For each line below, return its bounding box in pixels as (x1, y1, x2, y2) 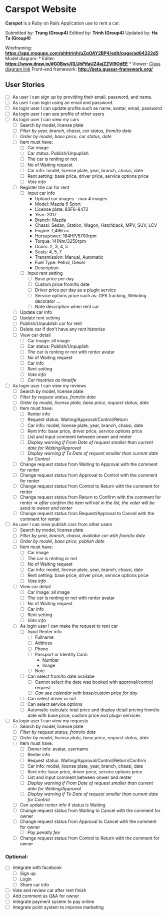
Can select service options (27, 701, 82, 707)
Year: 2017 (34, 211, 57, 217)
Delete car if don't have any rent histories (19, 326, 105, 332)
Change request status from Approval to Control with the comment (19, 472, 157, 478)
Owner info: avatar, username (27, 746, 89, 752)
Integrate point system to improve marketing (12, 904, 104, 910)
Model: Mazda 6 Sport (34, 201, 81, 207)
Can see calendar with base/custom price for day (34, 690, 138, 696)
